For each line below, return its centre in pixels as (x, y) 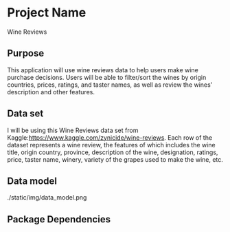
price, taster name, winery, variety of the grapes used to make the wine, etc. (115, 159)
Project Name (47, 13)
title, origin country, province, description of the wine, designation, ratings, (113, 152)
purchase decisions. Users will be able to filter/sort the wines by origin (107, 77)
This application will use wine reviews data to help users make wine (103, 70)
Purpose (26, 53)
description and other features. (51, 92)
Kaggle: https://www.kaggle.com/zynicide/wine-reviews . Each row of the (110, 137)
